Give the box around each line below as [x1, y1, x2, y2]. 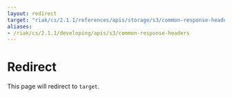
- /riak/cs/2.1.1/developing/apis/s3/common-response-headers [7, 29, 190, 37]
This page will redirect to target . [7, 82, 100, 91]
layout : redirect [7, 10, 57, 17]
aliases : [7, 23, 32, 30]
